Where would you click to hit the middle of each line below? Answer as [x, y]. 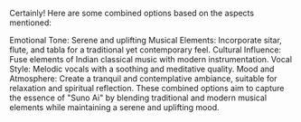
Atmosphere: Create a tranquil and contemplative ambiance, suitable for [143, 79]
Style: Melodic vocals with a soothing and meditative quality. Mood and [142, 69]
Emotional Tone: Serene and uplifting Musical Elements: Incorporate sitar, [146, 40]
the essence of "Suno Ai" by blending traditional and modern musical [138, 98]
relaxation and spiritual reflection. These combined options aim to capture [147, 88]
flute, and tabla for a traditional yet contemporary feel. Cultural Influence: [146, 50]
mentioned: [31, 23]
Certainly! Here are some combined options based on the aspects [132, 13]
